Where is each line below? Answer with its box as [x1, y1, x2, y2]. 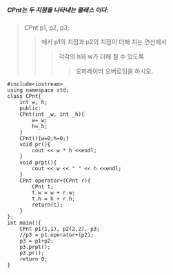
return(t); [32, 201, 63, 208]
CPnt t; [32, 183, 54, 190]
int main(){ [7, 219, 41, 226]
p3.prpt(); [19, 243, 51, 250]
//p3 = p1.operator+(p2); [19, 231, 94, 238]
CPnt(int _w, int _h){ [19, 110, 85, 118]
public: [19, 105, 41, 112]
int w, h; [19, 99, 48, 105]
